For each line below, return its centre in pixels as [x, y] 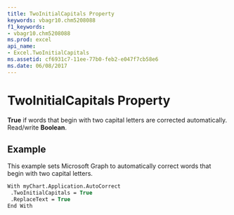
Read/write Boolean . [37, 127]
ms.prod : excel [30, 40]
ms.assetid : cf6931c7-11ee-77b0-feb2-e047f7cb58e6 [83, 60]
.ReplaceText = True [40, 200]
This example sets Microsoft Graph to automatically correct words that [109, 166]
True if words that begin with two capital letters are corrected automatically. [117, 120]
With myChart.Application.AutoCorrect [64, 186]
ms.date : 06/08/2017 [38, 66]
